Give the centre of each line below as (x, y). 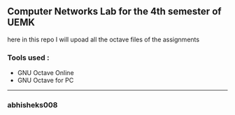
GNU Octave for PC (45, 81)
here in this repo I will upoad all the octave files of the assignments (104, 39)
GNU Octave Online (46, 73)
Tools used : (28, 57)
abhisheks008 (33, 105)
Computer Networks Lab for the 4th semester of (114, 12)
